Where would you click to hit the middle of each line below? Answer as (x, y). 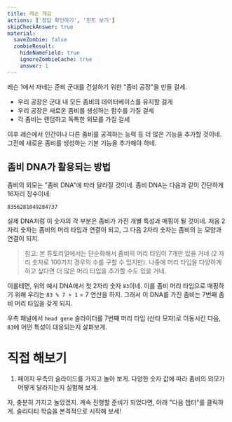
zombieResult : (34, 46)
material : (22, 33)
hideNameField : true (50, 53)
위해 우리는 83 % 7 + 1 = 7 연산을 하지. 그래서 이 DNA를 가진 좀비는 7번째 (116, 294)
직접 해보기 (37, 358)
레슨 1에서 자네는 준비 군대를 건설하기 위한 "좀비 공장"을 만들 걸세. (97, 87)
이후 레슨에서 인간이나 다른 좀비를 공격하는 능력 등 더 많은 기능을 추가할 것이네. (115, 134)
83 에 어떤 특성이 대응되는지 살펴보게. (57, 327)
